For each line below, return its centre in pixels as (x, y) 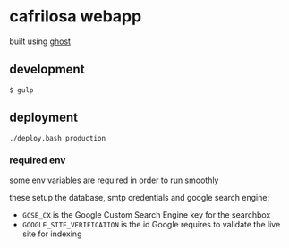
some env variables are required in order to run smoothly (114, 180)
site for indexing (52, 234)
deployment (44, 118)
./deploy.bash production (57, 138)
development (47, 69)
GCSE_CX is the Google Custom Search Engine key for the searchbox (146, 214)
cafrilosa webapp (76, 17)
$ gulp (21, 90)
